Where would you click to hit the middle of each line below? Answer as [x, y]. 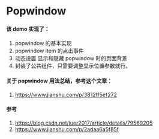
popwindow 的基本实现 [43, 43]
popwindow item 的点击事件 [49, 51]
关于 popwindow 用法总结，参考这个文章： [59, 81]
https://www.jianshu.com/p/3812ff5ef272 [66, 94]
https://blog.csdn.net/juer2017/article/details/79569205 [84, 123]
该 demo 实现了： [28, 29]
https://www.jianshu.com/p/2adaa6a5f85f [67, 129]
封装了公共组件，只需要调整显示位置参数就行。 [73, 66]
